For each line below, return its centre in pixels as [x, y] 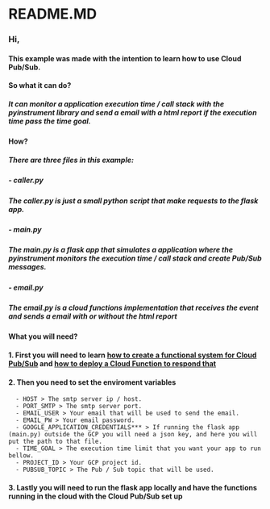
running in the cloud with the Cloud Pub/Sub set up [96, 496]
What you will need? [43, 336]
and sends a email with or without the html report [93, 316]
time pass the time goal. [50, 121]
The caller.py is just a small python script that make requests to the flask [133, 200]
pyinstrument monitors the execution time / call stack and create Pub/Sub [135, 258]
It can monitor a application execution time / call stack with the [116, 104]
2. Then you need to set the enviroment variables [92, 382]
